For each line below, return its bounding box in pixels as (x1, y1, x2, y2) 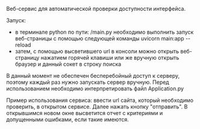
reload (14, 42, 31, 48)
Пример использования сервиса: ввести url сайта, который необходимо (6, 96, 194, 104)
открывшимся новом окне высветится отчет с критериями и (6, 110, 163, 116)
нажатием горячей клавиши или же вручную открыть (40, 54, 180, 61)
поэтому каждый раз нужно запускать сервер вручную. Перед (6, 78, 170, 86)
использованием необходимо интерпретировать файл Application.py (6, 85, 184, 92)
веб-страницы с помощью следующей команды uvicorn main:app (14, 35, 184, 42)
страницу (14, 54, 40, 61)
